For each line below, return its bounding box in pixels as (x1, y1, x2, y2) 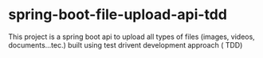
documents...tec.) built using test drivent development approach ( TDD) (8, 40, 243, 49)
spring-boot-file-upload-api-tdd (8, 6, 227, 24)
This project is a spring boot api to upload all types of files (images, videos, (8, 32, 255, 41)
